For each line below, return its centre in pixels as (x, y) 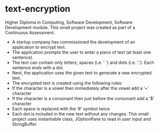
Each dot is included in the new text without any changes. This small (80, 114)
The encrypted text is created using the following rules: (67, 83)
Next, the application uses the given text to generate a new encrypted (82, 73)
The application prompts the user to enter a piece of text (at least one (81, 52)
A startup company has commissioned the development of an (73, 42)
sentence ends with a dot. (38, 67)
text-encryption (38, 9)
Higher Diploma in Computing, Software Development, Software (69, 22)
